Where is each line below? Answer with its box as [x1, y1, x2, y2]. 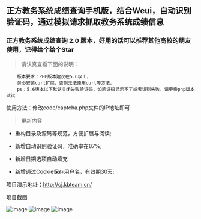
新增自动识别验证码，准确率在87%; [14, 142, 102, 149]
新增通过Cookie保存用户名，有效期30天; [14, 168, 115, 175]
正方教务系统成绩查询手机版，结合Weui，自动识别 [6, 5, 192, 16]
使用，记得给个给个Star [6, 46, 74, 54]
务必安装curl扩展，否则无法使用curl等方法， [17, 80, 115, 86]
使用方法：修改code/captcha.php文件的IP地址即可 [6, 104, 130, 111]
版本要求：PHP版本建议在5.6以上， [17, 73, 92, 79]
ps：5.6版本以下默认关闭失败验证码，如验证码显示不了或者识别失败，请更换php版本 [17, 86, 195, 92]
